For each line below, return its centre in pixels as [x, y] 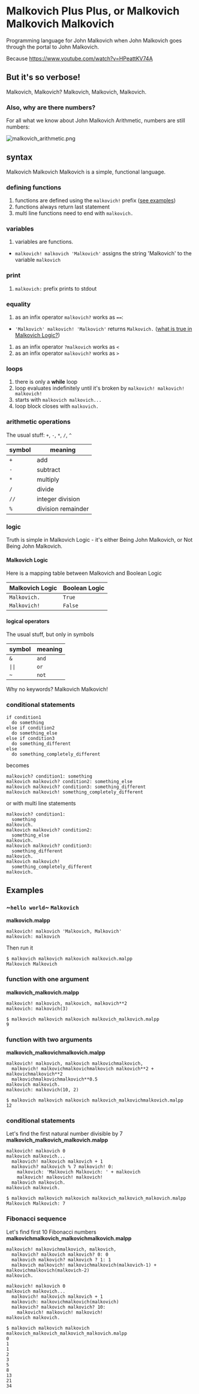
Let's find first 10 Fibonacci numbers [52, 1232]
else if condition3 [31, 738]
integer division [58, 499]
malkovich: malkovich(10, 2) [43, 1089]
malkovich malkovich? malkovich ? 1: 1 [61, 1259]
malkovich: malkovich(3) [37, 1008]
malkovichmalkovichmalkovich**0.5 [55, 1079]
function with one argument [48, 979]
